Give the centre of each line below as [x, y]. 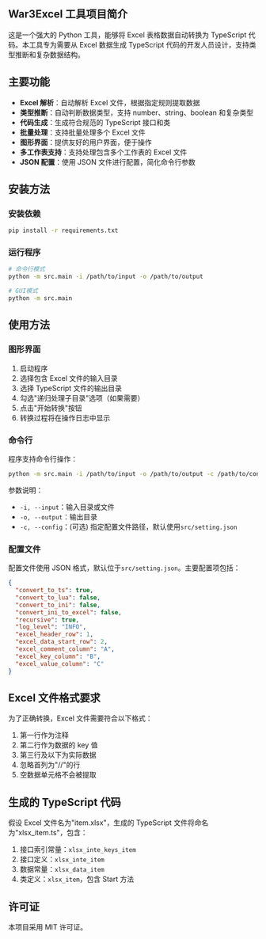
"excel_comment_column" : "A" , [65, 649]
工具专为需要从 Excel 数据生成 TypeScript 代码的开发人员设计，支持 [139, 44]
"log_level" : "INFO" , [51, 627]
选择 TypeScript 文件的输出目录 [71, 388]
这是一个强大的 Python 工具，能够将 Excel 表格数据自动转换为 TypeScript [127, 35]
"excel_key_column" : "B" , [58, 656]
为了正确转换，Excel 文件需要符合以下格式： [80, 718]
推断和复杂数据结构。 [49, 55]
